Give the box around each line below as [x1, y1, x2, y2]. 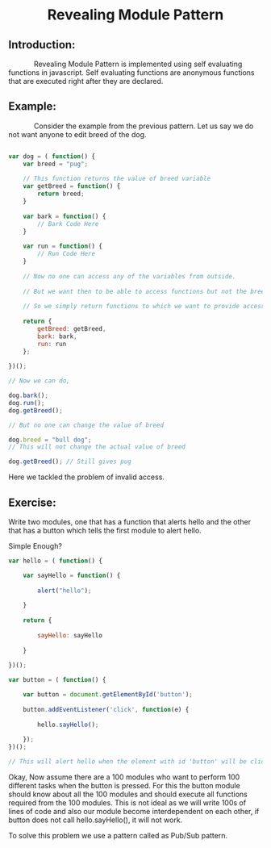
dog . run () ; [8, 399, 45, 407]
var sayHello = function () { [23, 571, 121, 579]
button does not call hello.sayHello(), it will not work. [8, 815, 183, 825]
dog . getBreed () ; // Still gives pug [8, 457, 131, 466]
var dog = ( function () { [8, 152, 95, 161]
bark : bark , [37, 332, 78, 340]
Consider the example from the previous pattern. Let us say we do [33, 121, 254, 131]
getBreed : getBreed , [37, 324, 106, 332]
